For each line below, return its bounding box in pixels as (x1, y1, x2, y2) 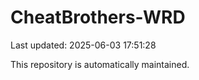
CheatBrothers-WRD (10, 6, 186, 29)
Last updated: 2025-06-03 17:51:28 (10, 39, 157, 51)
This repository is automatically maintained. (10, 58, 190, 70)
